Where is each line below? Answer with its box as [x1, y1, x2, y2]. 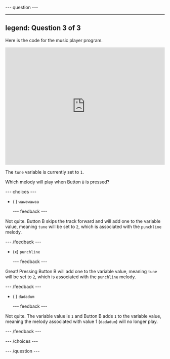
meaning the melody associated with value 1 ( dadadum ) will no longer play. [5, 318, 158, 324]
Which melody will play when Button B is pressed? [5, 179, 110, 185]
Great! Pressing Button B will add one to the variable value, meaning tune [5, 268, 157, 274]
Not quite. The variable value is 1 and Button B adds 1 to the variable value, [5, 313, 162, 319]
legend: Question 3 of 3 [5, 24, 81, 32]
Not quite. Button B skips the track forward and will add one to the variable [5, 218, 161, 224]
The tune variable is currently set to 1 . [5, 169, 84, 175]
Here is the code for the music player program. [5, 37, 103, 43]
